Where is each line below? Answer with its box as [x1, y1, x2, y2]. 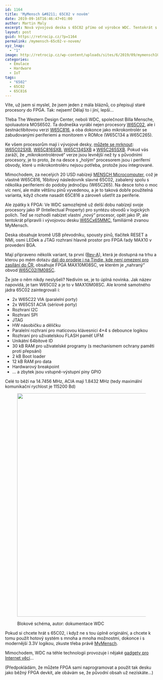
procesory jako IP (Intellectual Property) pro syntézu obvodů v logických [5, 207, 150, 213]
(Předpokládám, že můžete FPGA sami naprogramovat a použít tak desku [5, 664, 151, 670]
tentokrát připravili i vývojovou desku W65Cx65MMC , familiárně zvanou [5, 217, 149, 223]
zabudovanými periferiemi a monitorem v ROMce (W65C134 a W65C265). [5, 132, 153, 138]
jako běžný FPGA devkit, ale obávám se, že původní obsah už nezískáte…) [5, 670, 154, 676]
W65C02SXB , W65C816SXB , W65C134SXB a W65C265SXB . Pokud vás [5, 147, 149, 152]
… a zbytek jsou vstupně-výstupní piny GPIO [12, 369, 101, 375]
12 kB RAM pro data [12, 359, 52, 364]
